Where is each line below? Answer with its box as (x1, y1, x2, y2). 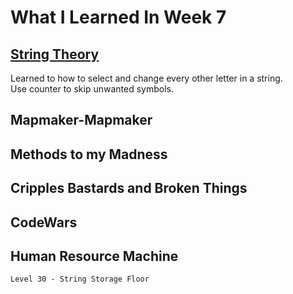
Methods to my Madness (10, 146, 168, 163)
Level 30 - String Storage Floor (10, 274, 150, 285)
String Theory (10, 46, 100, 63)
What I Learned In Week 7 (10, 6, 227, 29)
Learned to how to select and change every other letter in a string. (10, 72, 283, 84)
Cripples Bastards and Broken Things (10, 180, 248, 197)
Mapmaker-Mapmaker (10, 112, 153, 129)
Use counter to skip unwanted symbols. (10, 83, 174, 95)
